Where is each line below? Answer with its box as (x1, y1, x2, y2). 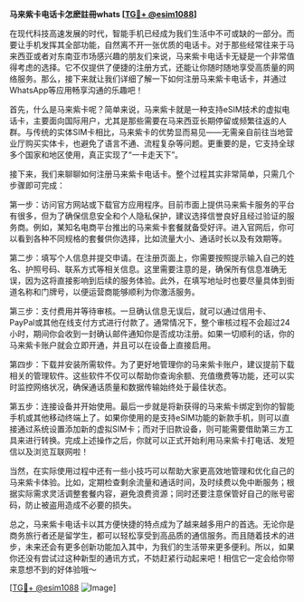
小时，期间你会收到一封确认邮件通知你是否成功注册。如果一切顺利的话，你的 (9, 328, 295, 339)
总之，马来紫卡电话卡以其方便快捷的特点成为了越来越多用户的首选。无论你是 (9, 519, 295, 529)
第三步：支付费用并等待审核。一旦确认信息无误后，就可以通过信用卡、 (9, 306, 271, 316)
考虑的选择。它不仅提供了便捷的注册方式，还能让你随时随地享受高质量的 (16, 63, 287, 73)
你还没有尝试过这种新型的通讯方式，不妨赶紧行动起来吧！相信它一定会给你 (9, 553, 287, 563)
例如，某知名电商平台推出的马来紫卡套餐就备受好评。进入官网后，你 (33, 222, 287, 232)
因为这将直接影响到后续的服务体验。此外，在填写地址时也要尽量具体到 (24, 276, 287, 286)
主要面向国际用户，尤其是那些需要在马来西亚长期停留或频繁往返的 (33, 115, 279, 126)
